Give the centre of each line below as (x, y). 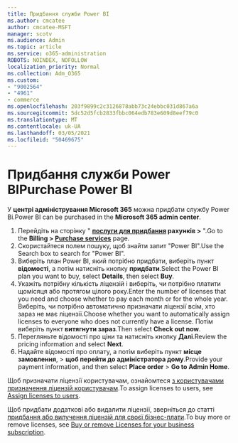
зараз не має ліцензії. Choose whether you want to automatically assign (124, 314)
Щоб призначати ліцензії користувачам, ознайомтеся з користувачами (116, 380)
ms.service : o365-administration (57, 54)
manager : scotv (30, 34)
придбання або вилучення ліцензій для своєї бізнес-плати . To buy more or (119, 417)
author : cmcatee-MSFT (39, 27)
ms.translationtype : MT (43, 119)
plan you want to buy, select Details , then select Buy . (96, 276)
